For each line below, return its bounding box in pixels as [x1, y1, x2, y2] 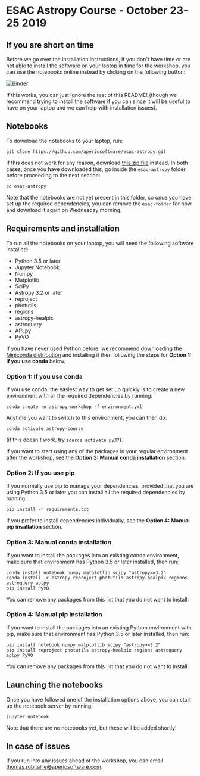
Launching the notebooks [6, 680, 103, 690]
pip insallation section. [6, 523, 63, 531]
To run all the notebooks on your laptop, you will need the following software [6, 239, 194, 247]
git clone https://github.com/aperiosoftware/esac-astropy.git [6, 148, 167, 155]
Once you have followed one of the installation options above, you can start [6, 696, 192, 703]
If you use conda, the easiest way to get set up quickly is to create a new [6, 385, 185, 393]
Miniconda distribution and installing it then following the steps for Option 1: [6, 351, 192, 358]
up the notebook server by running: [6, 702, 93, 709]
